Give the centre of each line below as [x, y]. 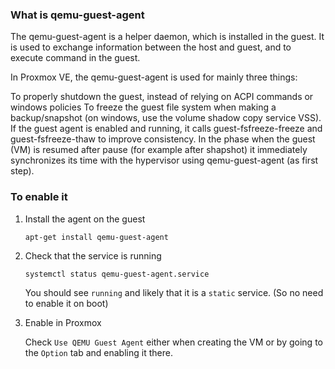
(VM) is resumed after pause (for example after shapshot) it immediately [159, 150]
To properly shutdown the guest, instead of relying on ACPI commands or [162, 97]
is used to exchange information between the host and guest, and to [151, 47]
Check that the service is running [93, 255]
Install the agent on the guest [85, 219]
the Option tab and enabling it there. [98, 352]
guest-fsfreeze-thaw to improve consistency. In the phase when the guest [163, 139]
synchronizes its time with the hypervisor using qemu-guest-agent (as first [164, 160]
